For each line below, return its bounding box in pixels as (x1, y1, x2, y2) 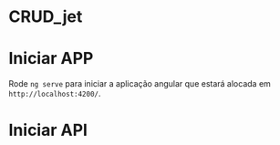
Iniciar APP (8, 48, 94, 69)
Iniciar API (8, 120, 88, 140)
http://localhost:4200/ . (8, 88, 101, 99)
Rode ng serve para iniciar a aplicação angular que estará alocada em (8, 78, 271, 89)
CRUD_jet (8, 6, 83, 27)
